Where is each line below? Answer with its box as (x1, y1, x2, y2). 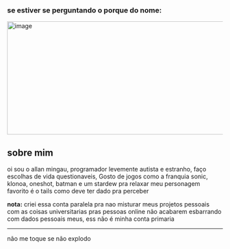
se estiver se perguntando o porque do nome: (7, 5, 162, 15)
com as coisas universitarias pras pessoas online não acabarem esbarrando (7, 208, 222, 216)
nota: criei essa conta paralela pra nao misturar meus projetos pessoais (7, 200, 210, 209)
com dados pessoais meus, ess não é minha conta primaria (7, 215, 175, 223)
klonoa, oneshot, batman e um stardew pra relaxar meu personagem (7, 180, 201, 188)
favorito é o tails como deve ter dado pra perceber (7, 187, 149, 195)
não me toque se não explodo (7, 235, 91, 243)
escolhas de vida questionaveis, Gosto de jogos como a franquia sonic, (7, 172, 208, 180)
